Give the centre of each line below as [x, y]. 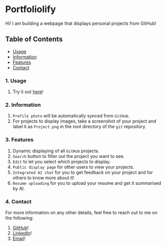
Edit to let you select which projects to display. [61, 161]
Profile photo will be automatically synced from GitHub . [71, 116]
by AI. [19, 188]
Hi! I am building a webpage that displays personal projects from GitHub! [81, 23]
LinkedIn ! [22, 233]
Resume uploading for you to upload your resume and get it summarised [87, 183]
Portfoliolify [31, 9]
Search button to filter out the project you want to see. [69, 156]
